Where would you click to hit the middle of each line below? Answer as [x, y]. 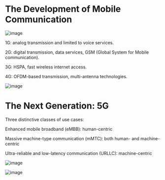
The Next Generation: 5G [57, 106]
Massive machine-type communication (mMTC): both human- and [72, 138]
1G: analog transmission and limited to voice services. [60, 42]
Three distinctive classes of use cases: [45, 120]
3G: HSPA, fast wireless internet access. [46, 67]
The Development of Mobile [63, 9]
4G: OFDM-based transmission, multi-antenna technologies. [66, 76]
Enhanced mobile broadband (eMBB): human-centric [59, 129]
